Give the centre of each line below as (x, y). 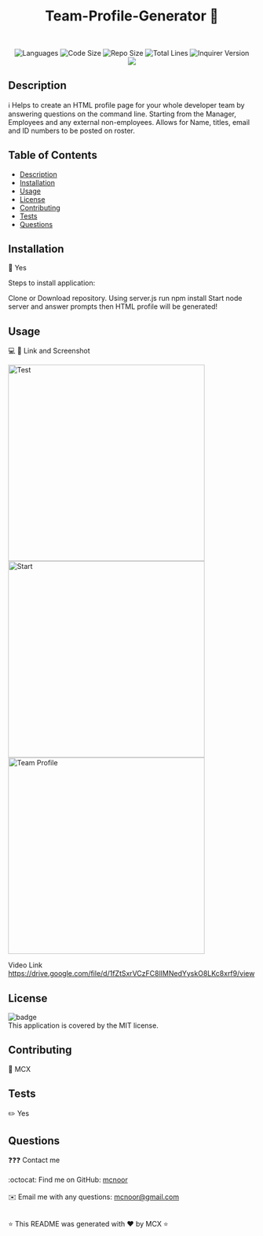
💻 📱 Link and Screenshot (49, 351)
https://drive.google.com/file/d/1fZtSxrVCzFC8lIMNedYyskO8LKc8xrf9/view (131, 974)
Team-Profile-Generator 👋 (132, 16)
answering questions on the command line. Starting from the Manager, (122, 114)
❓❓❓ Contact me (34, 1160)
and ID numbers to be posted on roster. (71, 130)
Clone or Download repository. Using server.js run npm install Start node (125, 299)
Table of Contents (53, 155)
